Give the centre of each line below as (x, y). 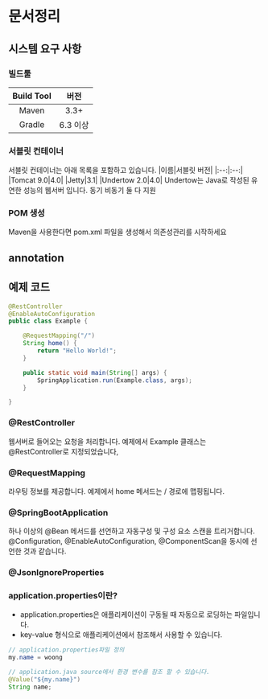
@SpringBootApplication (58, 512)
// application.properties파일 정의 (66, 650)
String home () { (50, 343)
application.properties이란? (63, 596)
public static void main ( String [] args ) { (95, 372)
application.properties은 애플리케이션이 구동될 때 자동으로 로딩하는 (126, 615)
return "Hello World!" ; (77, 351)
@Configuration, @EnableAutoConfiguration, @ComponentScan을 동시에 (129, 541)
